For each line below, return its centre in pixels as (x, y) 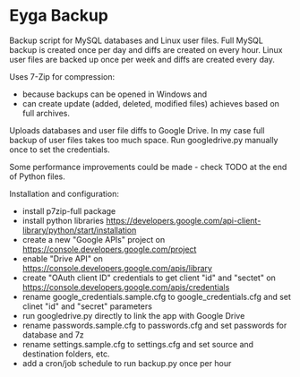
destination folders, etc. (66, 354)
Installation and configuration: (64, 193)
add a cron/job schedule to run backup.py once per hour (127, 363)
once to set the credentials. (60, 150)
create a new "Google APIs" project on (94, 239)
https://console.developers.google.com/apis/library (117, 268)
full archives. (46, 113)
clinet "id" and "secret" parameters (87, 306)
